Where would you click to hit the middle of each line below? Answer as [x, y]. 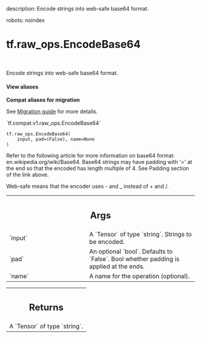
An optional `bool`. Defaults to [131, 251]
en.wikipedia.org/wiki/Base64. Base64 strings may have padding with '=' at [99, 162]
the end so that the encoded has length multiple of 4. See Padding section [98, 168]
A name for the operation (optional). [140, 276]
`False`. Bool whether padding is [134, 258]
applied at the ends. [117, 266]
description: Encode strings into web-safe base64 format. [77, 9]
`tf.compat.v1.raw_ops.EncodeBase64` [54, 123]
